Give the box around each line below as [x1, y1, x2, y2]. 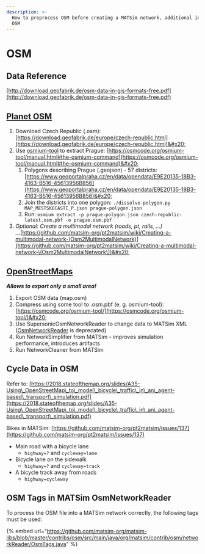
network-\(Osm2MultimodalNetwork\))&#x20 [15, 249, 129, 256]
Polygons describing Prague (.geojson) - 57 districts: [24, 166, 157, 174]
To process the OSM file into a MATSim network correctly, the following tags [6, 509, 198, 516]
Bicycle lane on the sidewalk [15, 456, 87, 463]
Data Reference [6, 71, 67, 81]
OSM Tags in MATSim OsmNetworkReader [6, 493, 171, 503]
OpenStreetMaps [6, 266, 73, 277]
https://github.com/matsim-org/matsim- [46, 527, 148, 534]
